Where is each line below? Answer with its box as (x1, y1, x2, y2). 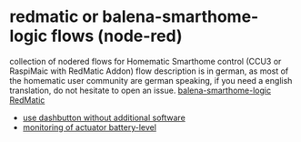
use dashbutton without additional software (22, 112, 186, 123)
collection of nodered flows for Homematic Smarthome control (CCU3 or (9, 56, 282, 66)
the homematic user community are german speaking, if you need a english (9, 75, 293, 86)
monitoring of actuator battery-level (22, 121, 157, 133)
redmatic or (9, 6, 99, 27)
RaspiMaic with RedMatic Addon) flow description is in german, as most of (9, 66, 289, 76)
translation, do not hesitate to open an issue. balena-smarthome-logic (9, 85, 271, 96)
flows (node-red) (51, 25, 183, 46)
